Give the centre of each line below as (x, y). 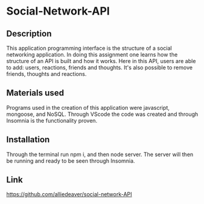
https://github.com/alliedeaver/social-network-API (69, 194)
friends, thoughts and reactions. (47, 74)
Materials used (35, 93)
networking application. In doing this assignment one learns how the (92, 55)
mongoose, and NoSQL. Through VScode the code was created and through (102, 114)
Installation (28, 140)
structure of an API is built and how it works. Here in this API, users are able (101, 61)
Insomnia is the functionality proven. (52, 120)
